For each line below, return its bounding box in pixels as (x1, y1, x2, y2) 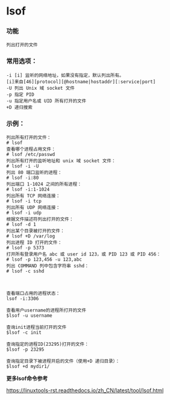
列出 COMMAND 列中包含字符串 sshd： (6, 263, 89, 269)
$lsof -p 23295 (6, 346, 45, 353)
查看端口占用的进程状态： (6, 290, 60, 296)
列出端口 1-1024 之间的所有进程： (6, 181, 82, 187)
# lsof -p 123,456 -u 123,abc (6, 257, 83, 263)
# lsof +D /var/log (6, 233, 55, 239)
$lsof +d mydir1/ (6, 363, 50, 370)
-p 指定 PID (6, 92, 34, 98)
